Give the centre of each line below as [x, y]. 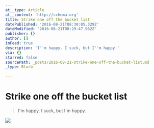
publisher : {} [20, 34]
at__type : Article [25, 10]
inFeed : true [19, 43]
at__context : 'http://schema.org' [42, 15]
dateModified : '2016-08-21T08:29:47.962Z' [51, 29]
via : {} [14, 53]
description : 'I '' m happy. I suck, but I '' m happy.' [62, 48]
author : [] [17, 39]
